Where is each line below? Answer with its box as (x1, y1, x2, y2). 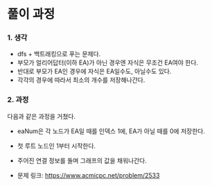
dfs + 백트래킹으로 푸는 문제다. (17, 50, 101, 58)
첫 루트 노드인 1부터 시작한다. (17, 142, 96, 150)
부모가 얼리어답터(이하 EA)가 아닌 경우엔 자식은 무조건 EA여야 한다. (17, 58, 199, 67)
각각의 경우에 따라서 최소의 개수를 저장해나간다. (17, 76, 145, 84)
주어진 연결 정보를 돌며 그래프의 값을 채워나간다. (17, 156, 147, 164)
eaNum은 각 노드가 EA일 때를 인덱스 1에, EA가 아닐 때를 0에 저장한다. (17, 126, 206, 135)
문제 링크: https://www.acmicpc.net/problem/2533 (17, 171, 160, 179)
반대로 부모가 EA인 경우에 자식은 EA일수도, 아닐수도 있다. (17, 67, 172, 76)
